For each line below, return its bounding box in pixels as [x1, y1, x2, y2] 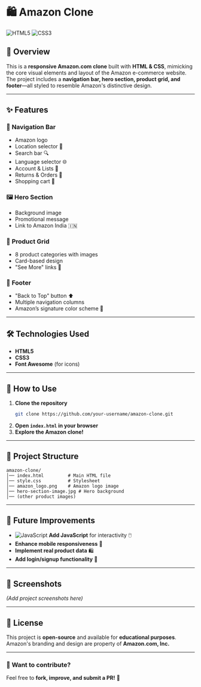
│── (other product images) [6, 494, 77, 500]
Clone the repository [14, 399, 68, 407]
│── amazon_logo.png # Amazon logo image [6, 483, 119, 489]
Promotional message [14, 215, 69, 223]
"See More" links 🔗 [14, 264, 62, 271]
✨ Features [6, 105, 48, 115]
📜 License [6, 617, 44, 628]
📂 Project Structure [6, 452, 79, 462]
